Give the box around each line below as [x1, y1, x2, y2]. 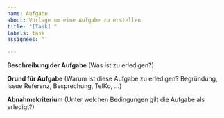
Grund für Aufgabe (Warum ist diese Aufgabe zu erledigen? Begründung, [7, 74, 218, 83]
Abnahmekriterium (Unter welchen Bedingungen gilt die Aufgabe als [7, 95, 205, 104]
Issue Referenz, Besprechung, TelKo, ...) [7, 82, 122, 90]
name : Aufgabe [7, 10, 49, 17]
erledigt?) [7, 103, 35, 111]
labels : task [7, 29, 45, 37]
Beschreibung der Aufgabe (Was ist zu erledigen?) [7, 61, 155, 69]
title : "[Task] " [7, 23, 58, 30]
